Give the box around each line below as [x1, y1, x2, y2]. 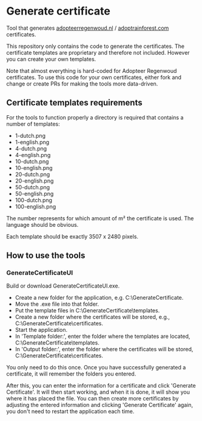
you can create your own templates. [6, 55, 96, 62]
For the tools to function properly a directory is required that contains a [6, 113, 184, 121]
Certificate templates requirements [6, 98, 143, 108]
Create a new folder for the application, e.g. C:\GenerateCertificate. [15, 294, 184, 301]
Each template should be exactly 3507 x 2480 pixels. [6, 232, 138, 240]
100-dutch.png [15, 196, 53, 204]
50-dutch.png [15, 183, 50, 190]
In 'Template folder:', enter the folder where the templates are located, [15, 332, 190, 340]
